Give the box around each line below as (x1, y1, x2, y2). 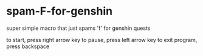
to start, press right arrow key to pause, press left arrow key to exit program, (6, 36, 198, 43)
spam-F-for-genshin (6, 4, 113, 18)
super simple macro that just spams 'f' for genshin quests (6, 24, 151, 32)
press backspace (6, 43, 50, 50)
